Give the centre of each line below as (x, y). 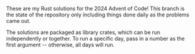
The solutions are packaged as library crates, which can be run (83, 32)
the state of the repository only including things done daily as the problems (98, 15)
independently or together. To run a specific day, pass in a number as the (95, 38)
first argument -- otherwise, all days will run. (60, 45)
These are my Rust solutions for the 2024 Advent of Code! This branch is (95, 9)
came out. (18, 21)
